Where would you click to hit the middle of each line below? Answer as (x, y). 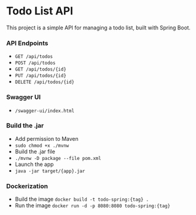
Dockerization (27, 186)
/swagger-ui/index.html (45, 111)
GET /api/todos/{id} (40, 69)
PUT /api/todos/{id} (40, 76)
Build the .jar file (35, 152)
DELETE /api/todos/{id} (45, 82)
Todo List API (40, 11)
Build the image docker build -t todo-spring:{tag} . (82, 199)
